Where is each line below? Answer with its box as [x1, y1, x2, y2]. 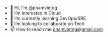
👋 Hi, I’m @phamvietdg [10, 5, 58, 10]
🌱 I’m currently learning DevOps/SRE [10, 15, 86, 21]
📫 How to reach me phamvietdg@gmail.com [10, 26, 103, 32]
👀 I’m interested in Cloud [10, 10, 61, 16]
